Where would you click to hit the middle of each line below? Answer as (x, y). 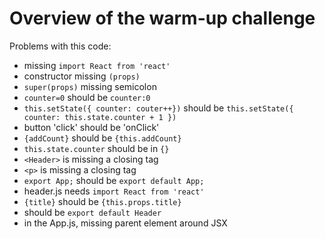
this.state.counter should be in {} (96, 148)
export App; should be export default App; (114, 180)
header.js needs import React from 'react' (114, 191)
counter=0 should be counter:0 (87, 97)
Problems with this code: (60, 46)
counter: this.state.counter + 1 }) (100, 117)
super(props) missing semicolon (90, 86)
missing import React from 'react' (97, 65)
